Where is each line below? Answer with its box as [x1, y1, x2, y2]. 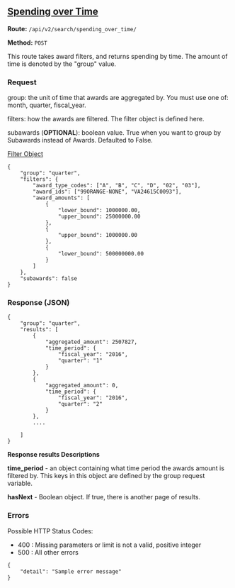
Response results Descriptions [7, 450, 101, 459]
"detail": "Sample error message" [20, 567, 122, 575]
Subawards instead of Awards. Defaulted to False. [7, 136, 154, 145]
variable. [7, 479, 33, 488]
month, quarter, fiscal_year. [7, 101, 86, 109]
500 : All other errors [17, 548, 79, 556]
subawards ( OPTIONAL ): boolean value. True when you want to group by [7, 128, 222, 137]
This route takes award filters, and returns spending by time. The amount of [7, 52, 228, 60]
